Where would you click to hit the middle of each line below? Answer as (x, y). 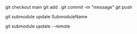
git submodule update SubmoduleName (46, 17)
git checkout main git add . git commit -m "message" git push (69, 7)
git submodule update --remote (38, 26)
